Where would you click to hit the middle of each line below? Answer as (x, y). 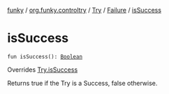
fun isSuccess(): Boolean (45, 56)
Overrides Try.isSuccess (43, 70)
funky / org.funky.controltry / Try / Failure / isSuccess (84, 10)
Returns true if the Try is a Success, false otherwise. (82, 83)
